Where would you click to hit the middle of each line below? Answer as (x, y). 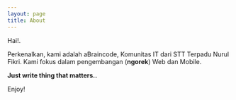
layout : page (27, 14)
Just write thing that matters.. (52, 75)
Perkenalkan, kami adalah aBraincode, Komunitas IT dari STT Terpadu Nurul (118, 54)
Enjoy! (17, 89)
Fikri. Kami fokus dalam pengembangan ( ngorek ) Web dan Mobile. (105, 61)
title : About (27, 20)
